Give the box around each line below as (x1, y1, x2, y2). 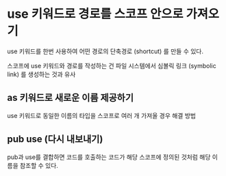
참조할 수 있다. (19, 161, 58, 169)
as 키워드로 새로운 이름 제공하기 (7, 92, 134, 104)
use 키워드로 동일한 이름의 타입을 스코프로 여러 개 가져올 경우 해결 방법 (7, 111, 197, 119)
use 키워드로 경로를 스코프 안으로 (7, 6, 184, 22)
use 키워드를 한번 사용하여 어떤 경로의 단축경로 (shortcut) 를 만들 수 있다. (7, 47, 204, 55)
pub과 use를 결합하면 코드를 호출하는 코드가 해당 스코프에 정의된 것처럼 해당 (7, 153, 211, 161)
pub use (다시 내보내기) (7, 134, 103, 145)
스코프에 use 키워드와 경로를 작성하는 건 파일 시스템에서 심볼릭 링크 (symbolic (7, 61, 217, 70)
